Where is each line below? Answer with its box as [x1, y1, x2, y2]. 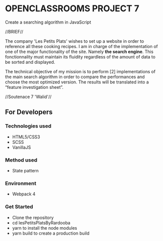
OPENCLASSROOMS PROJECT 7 [5, 3, 140, 14]
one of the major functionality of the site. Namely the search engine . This [5, 49, 154, 54]
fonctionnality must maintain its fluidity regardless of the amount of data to [5, 54, 156, 59]
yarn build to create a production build [12, 230, 90, 236]
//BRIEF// [5, 28, 23, 34]
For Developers [5, 108, 53, 116]
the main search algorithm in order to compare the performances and [5, 74, 145, 80]
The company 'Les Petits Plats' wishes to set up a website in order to [5, 38, 144, 44]
